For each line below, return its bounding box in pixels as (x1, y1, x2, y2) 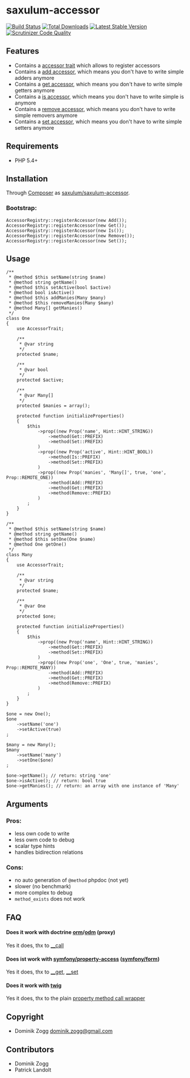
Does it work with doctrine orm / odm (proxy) (6, 929, 116, 936)
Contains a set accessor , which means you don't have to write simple (14, 118, 182, 125)
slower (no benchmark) (14, 883, 72, 890)
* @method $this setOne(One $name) (8, 537, 96, 543)
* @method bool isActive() (8, 290, 75, 296)
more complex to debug (14, 889, 73, 896)
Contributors (6, 1045, 55, 1055)
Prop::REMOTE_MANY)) (6, 665, 57, 671)
